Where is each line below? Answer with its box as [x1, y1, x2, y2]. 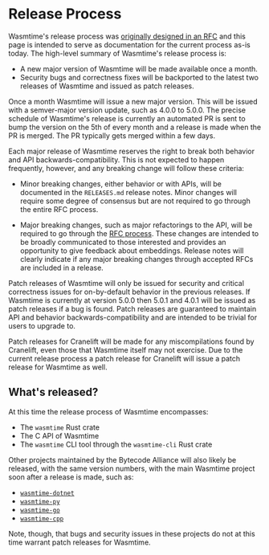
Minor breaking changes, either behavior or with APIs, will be [19, 178, 222, 189]
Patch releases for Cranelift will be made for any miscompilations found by [8, 337, 255, 346]
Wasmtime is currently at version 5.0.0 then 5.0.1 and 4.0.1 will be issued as [8, 295, 256, 305]
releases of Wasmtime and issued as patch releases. [19, 81, 194, 91]
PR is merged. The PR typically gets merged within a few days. [8, 130, 215, 141]
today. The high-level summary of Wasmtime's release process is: [8, 48, 227, 58]
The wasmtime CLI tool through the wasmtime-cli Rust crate [19, 439, 213, 449]
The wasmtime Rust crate [19, 422, 100, 432]
